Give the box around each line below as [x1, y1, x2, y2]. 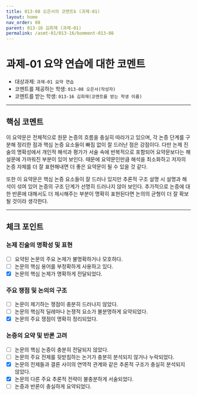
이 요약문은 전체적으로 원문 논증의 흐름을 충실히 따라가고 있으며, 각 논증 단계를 [6, 133, 185, 141]
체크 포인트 [6, 222, 44, 232]
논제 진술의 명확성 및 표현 [6, 241, 73, 249]
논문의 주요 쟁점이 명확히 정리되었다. [14, 315, 98, 323]
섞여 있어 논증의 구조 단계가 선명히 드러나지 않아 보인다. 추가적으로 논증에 [16, 183, 185, 190]
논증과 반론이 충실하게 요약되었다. [14, 383, 92, 390]
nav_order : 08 [6, 19, 41, 25]
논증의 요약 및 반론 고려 [6, 332, 67, 340]
